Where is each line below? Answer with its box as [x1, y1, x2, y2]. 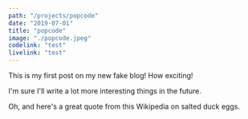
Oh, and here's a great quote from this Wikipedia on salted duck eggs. [8, 101, 241, 111]
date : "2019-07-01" [8, 19, 74, 27]
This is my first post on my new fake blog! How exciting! [8, 71, 193, 80]
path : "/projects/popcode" [8, 11, 99, 20]
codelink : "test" [8, 42, 67, 50]
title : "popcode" [8, 26, 67, 34]
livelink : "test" [8, 49, 67, 57]
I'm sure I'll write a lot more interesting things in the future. [8, 86, 202, 96]
